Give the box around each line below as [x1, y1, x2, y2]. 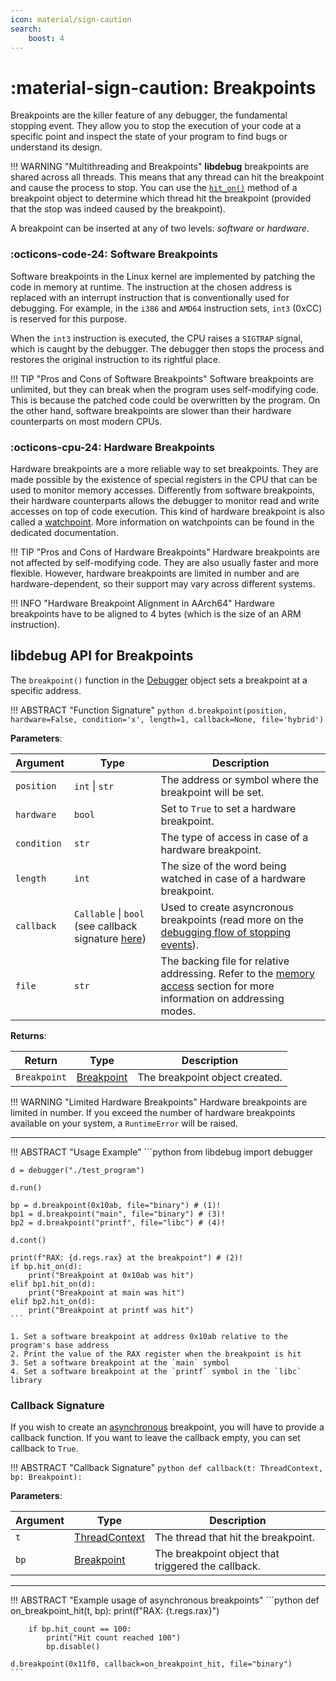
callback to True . [10, 1442, 79, 1455]
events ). [160, 937, 200, 951]
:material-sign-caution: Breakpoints [10, 76, 317, 99]
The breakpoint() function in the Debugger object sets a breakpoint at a [10, 674, 308, 686]
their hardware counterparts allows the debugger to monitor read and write [10, 494, 320, 506]
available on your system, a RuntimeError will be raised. [10, 1117, 239, 1129]
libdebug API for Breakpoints [10, 647, 194, 665]
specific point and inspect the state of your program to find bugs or [10, 131, 288, 143]
